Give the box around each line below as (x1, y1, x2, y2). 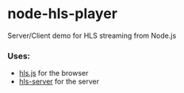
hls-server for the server (18, 76, 100, 87)
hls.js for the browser (18, 69, 89, 78)
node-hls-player (7, 5, 118, 23)
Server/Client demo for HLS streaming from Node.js (7, 31, 177, 40)
